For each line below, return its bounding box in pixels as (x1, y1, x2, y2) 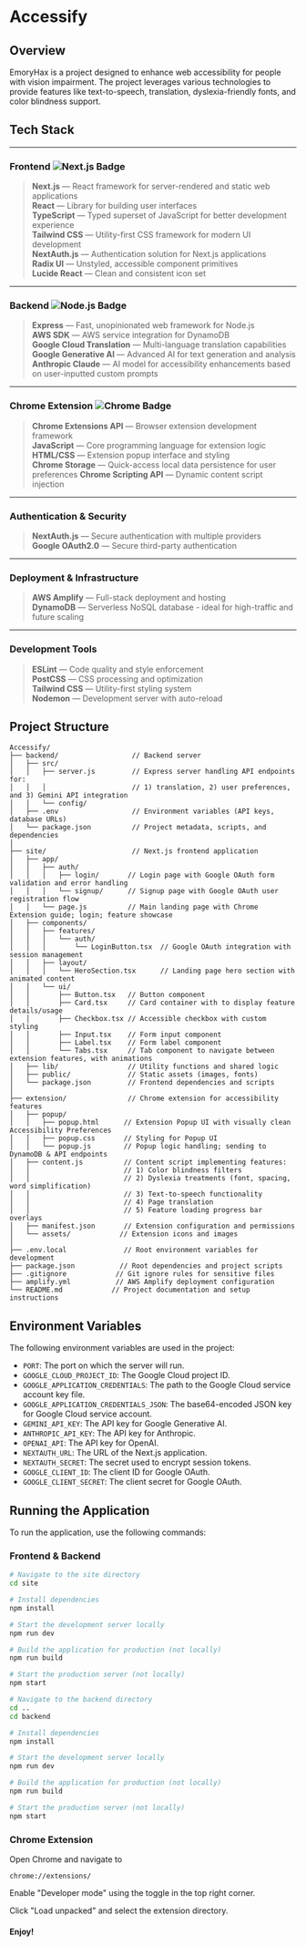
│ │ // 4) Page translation (9, 1198, 214, 1207)
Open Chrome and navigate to (9, 1854, 123, 1865)
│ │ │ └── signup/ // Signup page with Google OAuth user (9, 887, 280, 896)
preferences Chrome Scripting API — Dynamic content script (31, 468, 263, 479)
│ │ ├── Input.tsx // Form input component (9, 1030, 222, 1040)
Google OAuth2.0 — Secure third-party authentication (31, 541, 238, 551)
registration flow (9, 895, 79, 904)
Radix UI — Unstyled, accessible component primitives (31, 258, 239, 270)
